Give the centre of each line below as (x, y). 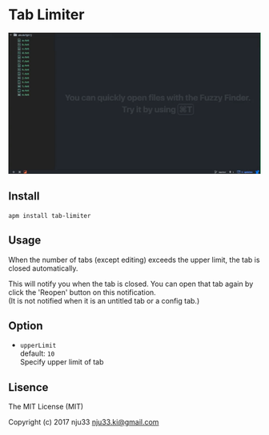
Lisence (28, 387)
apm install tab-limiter (50, 215)
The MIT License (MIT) (46, 407)
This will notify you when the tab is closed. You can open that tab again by (131, 284)
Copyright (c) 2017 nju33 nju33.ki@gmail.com (84, 422)
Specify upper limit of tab (62, 362)
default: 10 (37, 353)
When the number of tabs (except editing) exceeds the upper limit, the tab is (134, 260)
